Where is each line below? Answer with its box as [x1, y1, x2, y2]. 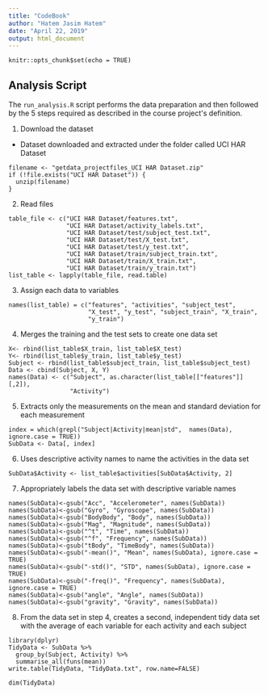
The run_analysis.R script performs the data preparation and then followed [8, 100, 259, 110]
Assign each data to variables [19, 286, 119, 295]
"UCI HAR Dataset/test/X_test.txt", [65, 236, 190, 245]
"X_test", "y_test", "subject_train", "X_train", [87, 308, 258, 316]
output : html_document [8, 34, 85, 43]
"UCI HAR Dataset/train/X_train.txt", [65, 257, 197, 266]
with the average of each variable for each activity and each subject [19, 621, 247, 630]
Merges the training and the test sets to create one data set [19, 329, 218, 339]
